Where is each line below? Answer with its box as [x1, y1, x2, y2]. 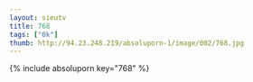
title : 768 [9, 22, 51, 31]
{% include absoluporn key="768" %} [9, 63, 150, 74]
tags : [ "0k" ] [9, 30, 59, 39]
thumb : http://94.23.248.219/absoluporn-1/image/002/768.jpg [9, 38, 245, 48]
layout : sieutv [9, 13, 67, 23]
